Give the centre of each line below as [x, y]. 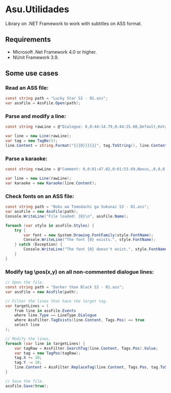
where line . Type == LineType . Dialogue [55, 315]
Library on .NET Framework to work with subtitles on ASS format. [74, 23]
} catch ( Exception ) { [38, 244]
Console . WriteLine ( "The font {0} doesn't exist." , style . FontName [95, 249]
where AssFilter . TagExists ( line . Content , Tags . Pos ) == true [79, 320]
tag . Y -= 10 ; [28, 363]
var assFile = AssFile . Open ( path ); [43, 103]
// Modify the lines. [28, 339]
